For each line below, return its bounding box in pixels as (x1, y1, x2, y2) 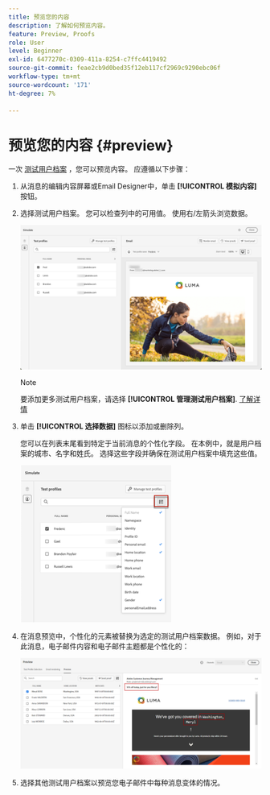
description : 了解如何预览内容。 (8, 21, 110, 30)
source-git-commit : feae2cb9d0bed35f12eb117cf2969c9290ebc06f (8, 64, 221, 72)
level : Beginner (8, 47, 63, 56)
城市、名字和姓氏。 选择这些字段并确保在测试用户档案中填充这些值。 (34, 449, 262, 458)
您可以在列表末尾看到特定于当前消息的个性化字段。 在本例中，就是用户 (19, 439, 255, 449)
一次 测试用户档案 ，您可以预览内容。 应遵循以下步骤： (8, 164, 190, 174)
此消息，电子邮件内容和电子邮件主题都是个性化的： (19, 641, 190, 652)
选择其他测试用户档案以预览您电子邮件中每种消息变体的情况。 (19, 777, 225, 787)
